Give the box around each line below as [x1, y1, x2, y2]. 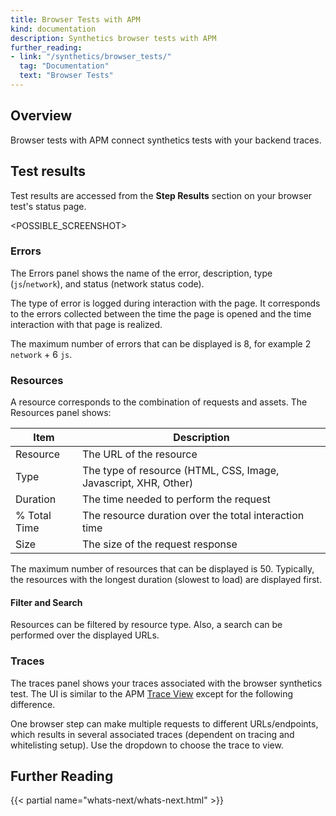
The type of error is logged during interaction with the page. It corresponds [10, 297, 321, 309]
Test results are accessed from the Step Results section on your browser [10, 189, 313, 201]
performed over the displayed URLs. [10, 629, 160, 641]
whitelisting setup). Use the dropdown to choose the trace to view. [10, 739, 284, 751]
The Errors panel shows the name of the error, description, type [10, 267, 273, 279]
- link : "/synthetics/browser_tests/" [10, 52, 172, 62]
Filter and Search [10, 596, 83, 608]
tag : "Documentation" [19, 61, 110, 71]
